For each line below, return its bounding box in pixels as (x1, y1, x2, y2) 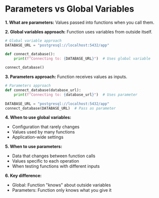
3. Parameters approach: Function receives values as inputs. (5, 74, 127, 80)
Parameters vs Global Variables (5, 3, 134, 15)
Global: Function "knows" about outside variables (12, 182, 111, 188)
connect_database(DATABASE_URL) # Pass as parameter (5, 106, 116, 111)
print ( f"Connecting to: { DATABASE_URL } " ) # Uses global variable (14, 56, 151, 61)
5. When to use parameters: (5, 144, 63, 149)
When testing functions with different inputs (12, 164, 100, 169)
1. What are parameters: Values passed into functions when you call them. (5, 19, 155, 25)
